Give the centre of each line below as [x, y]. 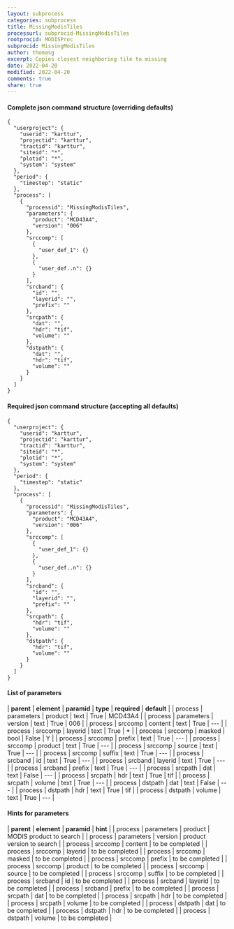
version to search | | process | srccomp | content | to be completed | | [108, 844]
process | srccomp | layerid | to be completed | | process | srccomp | [106, 852]
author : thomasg [31, 53]
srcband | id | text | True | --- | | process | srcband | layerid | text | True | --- [116, 760]
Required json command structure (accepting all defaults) [93, 406]
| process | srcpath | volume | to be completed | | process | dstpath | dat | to [116, 903]
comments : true [29, 79]
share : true [24, 85]
